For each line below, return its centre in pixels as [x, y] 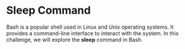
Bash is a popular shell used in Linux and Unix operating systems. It [90, 27]
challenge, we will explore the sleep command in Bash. [74, 39]
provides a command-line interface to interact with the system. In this [92, 33]
